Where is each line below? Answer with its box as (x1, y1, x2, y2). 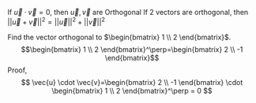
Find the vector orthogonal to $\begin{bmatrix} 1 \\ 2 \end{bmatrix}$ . (7, 32, 232, 42)
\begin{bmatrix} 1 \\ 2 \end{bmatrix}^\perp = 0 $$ (51, 86, 213, 95)
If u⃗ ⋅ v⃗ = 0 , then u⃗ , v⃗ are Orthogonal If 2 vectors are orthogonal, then (7, 8, 249, 17)
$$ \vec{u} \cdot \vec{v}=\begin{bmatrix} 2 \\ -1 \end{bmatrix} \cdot (21, 77, 243, 86)
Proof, (7, 65, 28, 75)
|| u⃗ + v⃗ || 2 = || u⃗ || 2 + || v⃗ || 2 (7, 16, 106, 27)
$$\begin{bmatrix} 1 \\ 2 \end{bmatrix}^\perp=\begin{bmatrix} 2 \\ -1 (21, 44, 243, 54)
